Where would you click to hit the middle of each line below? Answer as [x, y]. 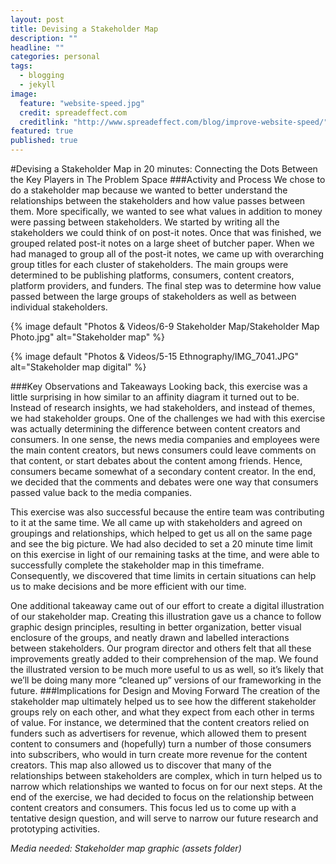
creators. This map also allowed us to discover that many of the [141, 765]
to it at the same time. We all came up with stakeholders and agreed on [156, 522]
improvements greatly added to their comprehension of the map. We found [164, 659]
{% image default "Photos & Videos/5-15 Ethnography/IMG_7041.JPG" [154, 356]
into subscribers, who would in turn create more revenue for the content [159, 754]
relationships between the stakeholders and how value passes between [158, 200]
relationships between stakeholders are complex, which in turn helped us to [166, 775]
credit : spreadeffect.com [73, 112]
